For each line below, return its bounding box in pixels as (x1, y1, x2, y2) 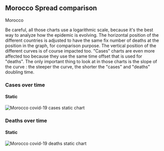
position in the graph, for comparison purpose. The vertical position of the (5, 42, 157, 49)
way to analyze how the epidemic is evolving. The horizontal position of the (5, 32, 159, 38)
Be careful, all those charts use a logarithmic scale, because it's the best (5, 27, 154, 33)
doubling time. (5, 69, 35, 75)
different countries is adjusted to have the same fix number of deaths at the (5, 37, 160, 43)
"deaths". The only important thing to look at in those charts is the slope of (5, 58, 158, 64)
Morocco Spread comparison (5, 4, 98, 12)
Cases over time (5, 81, 46, 88)
